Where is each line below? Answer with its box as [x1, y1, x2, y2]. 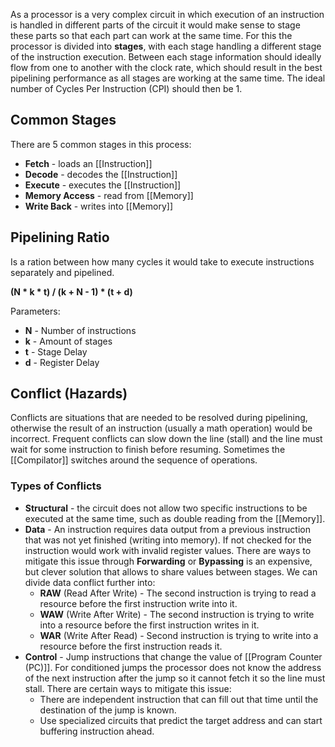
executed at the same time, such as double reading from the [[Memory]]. [24, 512, 326, 524]
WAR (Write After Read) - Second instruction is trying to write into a [39, 629, 319, 641]
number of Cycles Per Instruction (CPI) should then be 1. [10, 83, 243, 94]
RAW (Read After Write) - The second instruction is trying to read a [39, 587, 317, 599]
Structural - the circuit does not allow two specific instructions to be [24, 502, 308, 514]
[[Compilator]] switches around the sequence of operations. [10, 454, 258, 466]
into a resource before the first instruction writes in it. [39, 619, 260, 631]
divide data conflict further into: [24, 576, 156, 588]
